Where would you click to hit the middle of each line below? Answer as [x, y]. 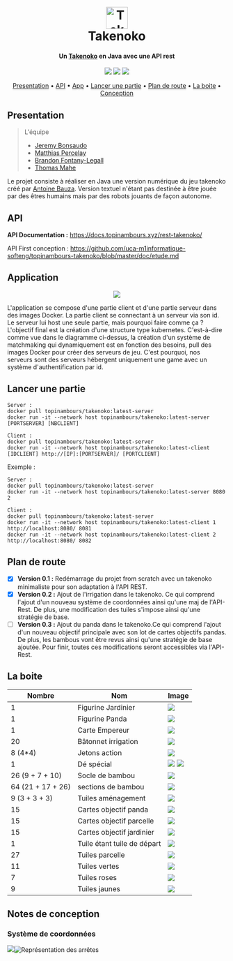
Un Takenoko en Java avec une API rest [117, 56]
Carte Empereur [104, 730]
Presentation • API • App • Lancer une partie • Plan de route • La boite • [117, 86]
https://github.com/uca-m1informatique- [128, 248]
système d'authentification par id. [55, 367]
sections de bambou [111, 787]
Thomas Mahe [55, 168]
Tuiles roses [97, 878]
